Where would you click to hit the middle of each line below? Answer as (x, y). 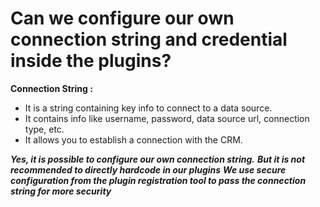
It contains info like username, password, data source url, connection (167, 118)
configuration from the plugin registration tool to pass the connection (158, 180)
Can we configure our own (122, 18)
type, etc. (44, 129)
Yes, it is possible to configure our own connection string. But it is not (158, 159)
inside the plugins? (91, 61)
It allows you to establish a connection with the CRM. (133, 139)
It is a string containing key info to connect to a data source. (148, 108)
